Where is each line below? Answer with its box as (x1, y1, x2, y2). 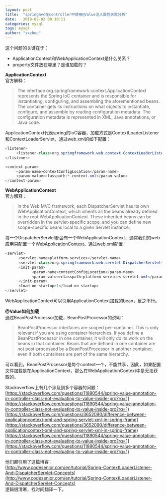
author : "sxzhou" (5, 30, 41, 35)
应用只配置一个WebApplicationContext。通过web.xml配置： (5, 241, 128, 247)
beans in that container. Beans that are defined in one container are (17, 341, 156, 346)
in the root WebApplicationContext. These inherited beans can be (17, 214, 152, 220)
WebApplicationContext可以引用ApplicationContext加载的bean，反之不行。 (5, 298, 160, 304)
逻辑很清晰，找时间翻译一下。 (5, 487, 66, 492)
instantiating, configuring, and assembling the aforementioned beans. (17, 98, 160, 104)
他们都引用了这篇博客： (5, 459, 53, 465)
